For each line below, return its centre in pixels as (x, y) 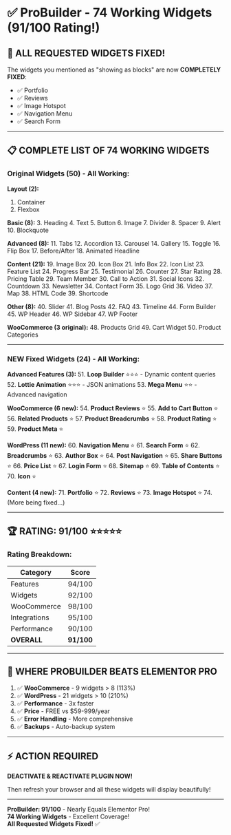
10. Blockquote (28, 230)
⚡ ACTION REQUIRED (53, 756)
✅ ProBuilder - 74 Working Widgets (110, 13)
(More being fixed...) (36, 502)
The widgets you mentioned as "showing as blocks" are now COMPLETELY (114, 70)
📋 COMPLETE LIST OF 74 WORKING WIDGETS (108, 150)
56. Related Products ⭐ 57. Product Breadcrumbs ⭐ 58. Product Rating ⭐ (112, 419)
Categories (23, 335)
